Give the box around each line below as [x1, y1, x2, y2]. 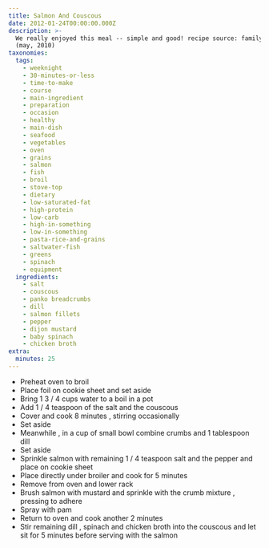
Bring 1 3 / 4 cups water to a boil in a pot [19, 394, 154, 404]
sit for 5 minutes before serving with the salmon [19, 530, 179, 540]
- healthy [22, 116, 56, 124]
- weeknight [22, 64, 62, 72]
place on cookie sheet [19, 462, 94, 472]
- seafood [22, 131, 56, 139]
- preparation [22, 101, 70, 109]
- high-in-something [22, 221, 91, 229]
